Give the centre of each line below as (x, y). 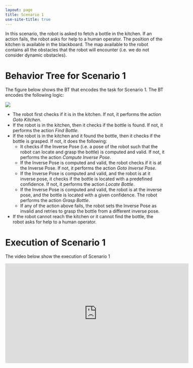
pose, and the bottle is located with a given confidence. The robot (89, 195)
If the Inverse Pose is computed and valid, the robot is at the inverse (91, 190)
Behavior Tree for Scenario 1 (66, 76)
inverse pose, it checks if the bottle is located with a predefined (86, 179)
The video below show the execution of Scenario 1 (58, 257)
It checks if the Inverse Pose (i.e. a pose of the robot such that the (89, 147)
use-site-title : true (28, 19)
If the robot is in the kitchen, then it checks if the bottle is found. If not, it (88, 125)
